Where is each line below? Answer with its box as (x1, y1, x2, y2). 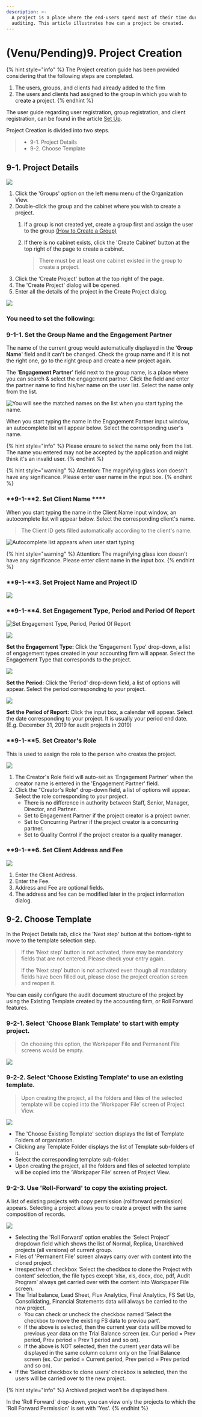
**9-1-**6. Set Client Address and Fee (6, 846, 123, 855)
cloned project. (14, 1259, 53, 1266)
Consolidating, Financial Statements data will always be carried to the (14, 1297, 188, 1305)
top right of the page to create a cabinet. (23, 245, 125, 252)
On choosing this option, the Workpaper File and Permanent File (20, 1040, 180, 1047)
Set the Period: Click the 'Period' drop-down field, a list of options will (6, 679, 180, 686)
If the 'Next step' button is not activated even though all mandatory (20, 966, 187, 974)
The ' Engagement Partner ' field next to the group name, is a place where (6, 369, 189, 376)
